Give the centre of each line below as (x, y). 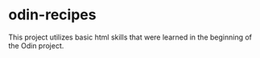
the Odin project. (36, 45)
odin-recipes (52, 15)
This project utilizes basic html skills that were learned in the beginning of (130, 37)
